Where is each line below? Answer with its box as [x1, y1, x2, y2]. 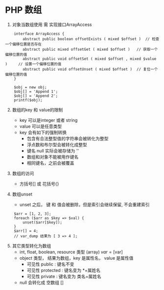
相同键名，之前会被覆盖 [26, 160, 74, 166]
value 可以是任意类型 [19, 123, 62, 129]
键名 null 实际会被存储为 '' [26, 148, 79, 154]
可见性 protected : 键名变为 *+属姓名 [26, 267, 101, 273]
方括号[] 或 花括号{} [19, 180, 59, 186]
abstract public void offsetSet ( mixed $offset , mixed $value [23, 56, 157, 61]
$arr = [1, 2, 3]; [14, 211, 51, 216]
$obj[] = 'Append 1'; [14, 89, 58, 94]
